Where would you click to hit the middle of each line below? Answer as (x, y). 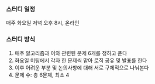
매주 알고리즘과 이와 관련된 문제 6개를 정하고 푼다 (71, 53)
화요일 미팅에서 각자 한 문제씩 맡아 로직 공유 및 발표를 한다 (81, 60)
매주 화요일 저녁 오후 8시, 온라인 (43, 23)
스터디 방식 (21, 39)
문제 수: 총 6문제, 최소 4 (42, 75)
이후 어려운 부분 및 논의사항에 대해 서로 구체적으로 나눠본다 (82, 67)
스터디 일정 (21, 9)
